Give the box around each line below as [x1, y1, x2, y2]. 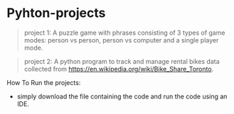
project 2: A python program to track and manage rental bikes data [23, 57, 220, 65]
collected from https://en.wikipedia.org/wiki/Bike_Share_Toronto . [23, 64, 214, 73]
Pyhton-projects [6, 5, 106, 21]
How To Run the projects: [6, 78, 81, 86]
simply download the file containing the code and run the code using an [16, 92, 228, 101]
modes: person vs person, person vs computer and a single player [23, 35, 219, 44]
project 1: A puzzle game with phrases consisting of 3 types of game [23, 28, 225, 37]
